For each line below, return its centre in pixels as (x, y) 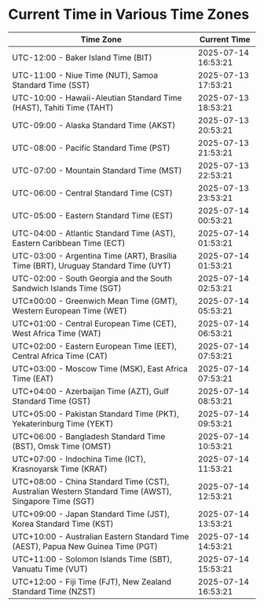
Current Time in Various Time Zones (129, 15)
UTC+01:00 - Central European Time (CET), (94, 324)
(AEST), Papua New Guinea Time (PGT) (85, 546)
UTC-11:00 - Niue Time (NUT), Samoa (85, 75)
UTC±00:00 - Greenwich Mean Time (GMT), (95, 301)
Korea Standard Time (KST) (63, 524)
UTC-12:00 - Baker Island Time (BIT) (82, 57)
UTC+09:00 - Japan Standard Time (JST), (91, 514)
